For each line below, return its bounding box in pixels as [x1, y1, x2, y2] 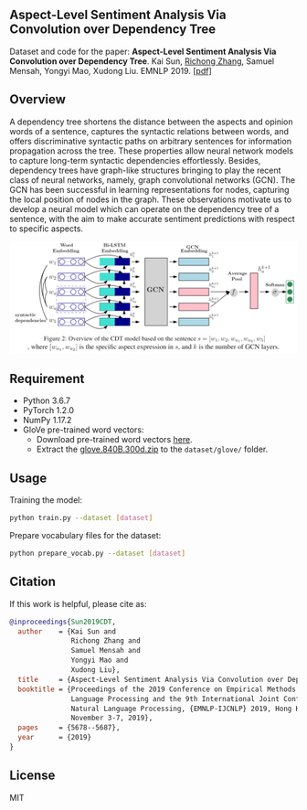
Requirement [9, 370, 85, 387]
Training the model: [9, 495, 82, 506]
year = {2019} [17, 733, 92, 742]
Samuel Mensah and [70, 646, 142, 655]
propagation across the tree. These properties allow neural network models [9, 145, 294, 156]
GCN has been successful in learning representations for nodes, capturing [9, 184, 290, 195]
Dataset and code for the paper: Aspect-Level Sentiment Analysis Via [9, 46, 277, 57]
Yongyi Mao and [70, 655, 129, 666]
